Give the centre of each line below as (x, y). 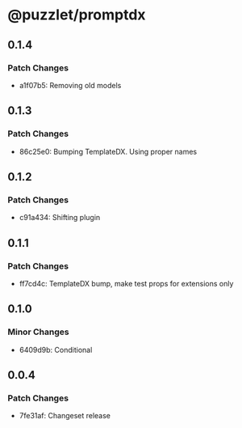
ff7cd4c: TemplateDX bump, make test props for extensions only (126, 283)
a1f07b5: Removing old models (70, 85)
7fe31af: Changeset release (65, 416)
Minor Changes (38, 332)
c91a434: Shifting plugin (60, 218)
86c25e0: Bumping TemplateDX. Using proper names (108, 151)
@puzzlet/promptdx (77, 15)
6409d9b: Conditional (56, 350)
